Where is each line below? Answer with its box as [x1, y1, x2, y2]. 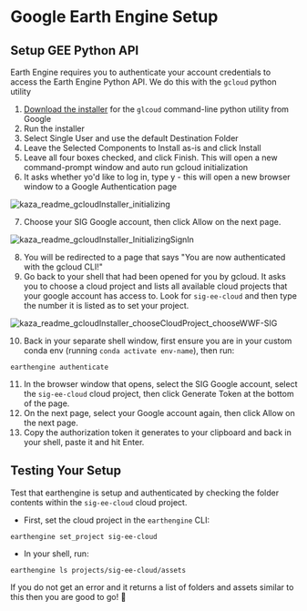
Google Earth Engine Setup [10, 6, 219, 27]
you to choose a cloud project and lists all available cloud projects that [23, 280, 288, 291]
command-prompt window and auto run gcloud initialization [23, 162, 249, 172]
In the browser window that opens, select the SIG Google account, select [23, 379, 298, 389]
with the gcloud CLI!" [23, 261, 104, 272]
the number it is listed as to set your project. [23, 300, 189, 311]
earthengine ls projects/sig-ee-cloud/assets [10, 565, 186, 575]
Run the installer [23, 123, 86, 134]
